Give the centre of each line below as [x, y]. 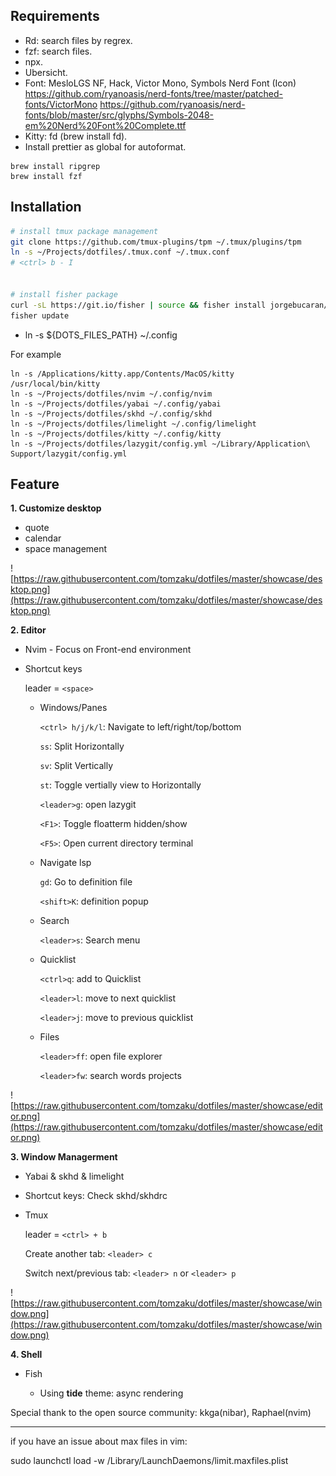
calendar [43, 538]
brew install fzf [46, 176]
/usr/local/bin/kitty [55, 384]
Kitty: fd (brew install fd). [76, 136]
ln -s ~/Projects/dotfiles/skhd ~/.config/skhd [111, 414]
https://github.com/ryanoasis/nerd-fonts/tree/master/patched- [153, 93]
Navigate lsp [65, 863]
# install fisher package [64, 294]
